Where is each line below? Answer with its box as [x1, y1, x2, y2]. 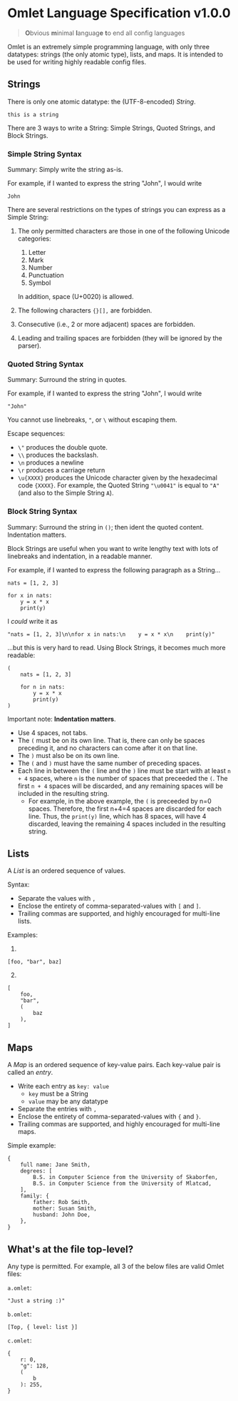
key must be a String [28, 1090, 89, 1098]
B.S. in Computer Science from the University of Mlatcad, [33, 1180, 212, 1188]
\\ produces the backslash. [17, 451, 98, 460]
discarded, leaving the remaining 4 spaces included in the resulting [28, 819, 226, 828]
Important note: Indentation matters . [7, 714, 116, 723]
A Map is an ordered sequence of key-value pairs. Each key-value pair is [7, 1061, 221, 1069]
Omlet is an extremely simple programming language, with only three [7, 42, 210, 51]
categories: [17, 234, 51, 243]
